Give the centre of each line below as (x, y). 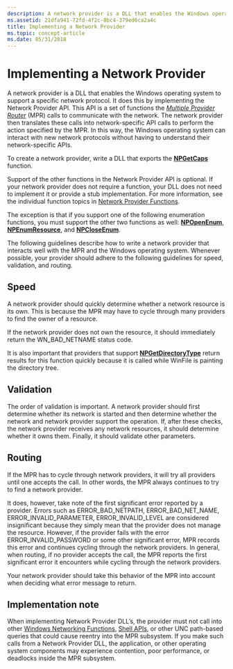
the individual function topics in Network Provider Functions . (94, 202)
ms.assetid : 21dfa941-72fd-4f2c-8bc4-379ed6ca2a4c (82, 20)
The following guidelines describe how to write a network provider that (108, 243)
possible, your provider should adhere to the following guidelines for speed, (115, 258)
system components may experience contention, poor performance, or (109, 651)
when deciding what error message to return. (72, 583)
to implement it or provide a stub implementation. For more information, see (115, 194)
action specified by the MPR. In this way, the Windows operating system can (116, 130)
